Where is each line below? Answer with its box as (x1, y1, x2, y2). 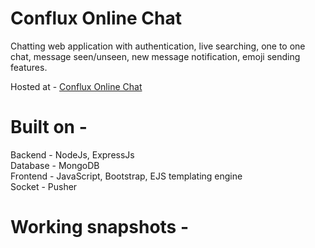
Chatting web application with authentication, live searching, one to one (10, 40, 306, 52)
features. (10, 61, 48, 73)
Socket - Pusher (10, 180, 78, 192)
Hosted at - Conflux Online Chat (10, 80, 143, 92)
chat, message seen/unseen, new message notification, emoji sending (10, 50, 301, 62)
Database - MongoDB (10, 159, 100, 171)
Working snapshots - (10, 216, 190, 239)
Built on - (10, 116, 88, 139)
